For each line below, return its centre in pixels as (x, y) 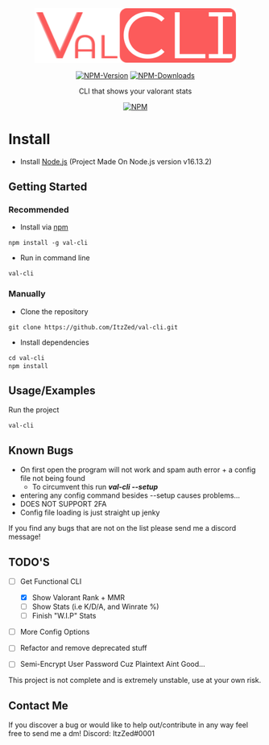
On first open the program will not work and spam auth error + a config (138, 470)
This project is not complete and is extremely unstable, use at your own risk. (135, 681)
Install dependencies (55, 342)
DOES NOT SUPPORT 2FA (63, 504)
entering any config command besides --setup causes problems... (130, 495)
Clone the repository (54, 311)
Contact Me (38, 705)
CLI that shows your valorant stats (135, 91)
